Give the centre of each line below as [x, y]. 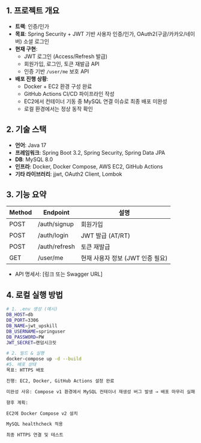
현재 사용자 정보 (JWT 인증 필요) [124, 258]
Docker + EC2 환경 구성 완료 [58, 86]
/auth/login [53, 236]
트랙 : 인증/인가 [32, 26]
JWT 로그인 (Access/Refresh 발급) [66, 56]
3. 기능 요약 [26, 195]
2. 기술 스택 [26, 130]
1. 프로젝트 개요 [33, 11]
